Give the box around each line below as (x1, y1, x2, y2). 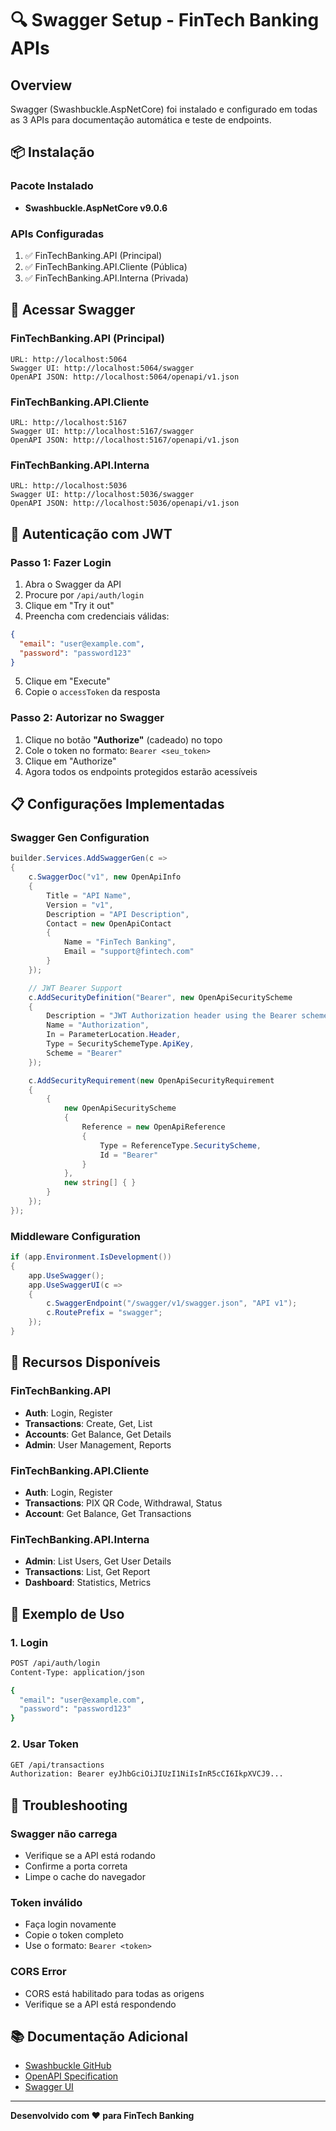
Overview (10, 77, 73, 94)
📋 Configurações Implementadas (10, 796, 225, 813)
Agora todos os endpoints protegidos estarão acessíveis (24, 765, 258, 777)
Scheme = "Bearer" (46, 1048, 123, 1058)
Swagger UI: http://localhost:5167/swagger (10, 426, 195, 436)
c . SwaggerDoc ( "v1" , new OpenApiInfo (28, 872, 182, 882)
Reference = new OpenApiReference (81, 1122, 226, 1132)
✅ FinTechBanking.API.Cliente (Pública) (24, 260, 188, 272)
